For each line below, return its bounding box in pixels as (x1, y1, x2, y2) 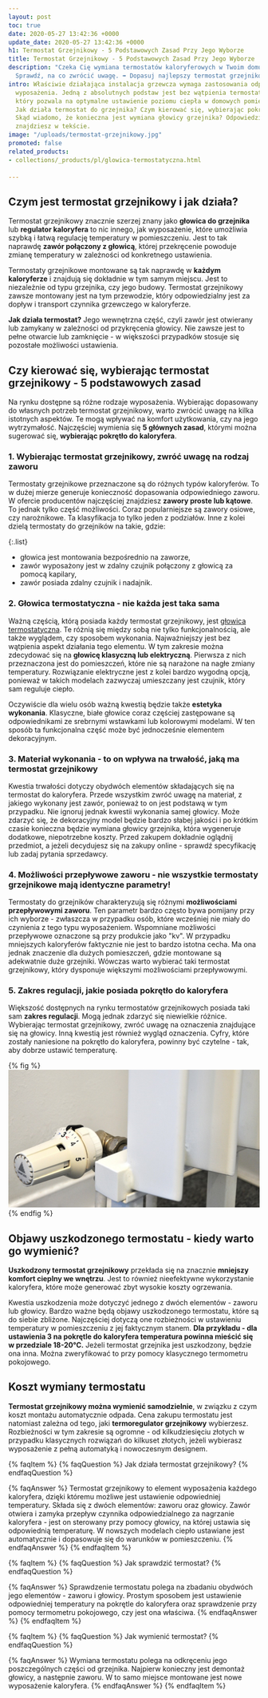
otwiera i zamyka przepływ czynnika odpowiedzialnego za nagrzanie (8, 1509, 235, 1518)
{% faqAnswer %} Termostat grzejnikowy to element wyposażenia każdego (8, 1483, 257, 1493)
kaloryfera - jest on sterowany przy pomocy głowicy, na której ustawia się (8, 1517, 251, 1526)
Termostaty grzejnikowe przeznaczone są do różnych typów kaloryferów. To (8, 479, 259, 489)
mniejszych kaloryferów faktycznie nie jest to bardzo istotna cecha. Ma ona (8, 940, 257, 949)
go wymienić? (8, 1244, 80, 1257)
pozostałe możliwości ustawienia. (8, 340, 119, 350)
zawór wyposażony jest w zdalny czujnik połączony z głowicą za (19, 561, 234, 571)
